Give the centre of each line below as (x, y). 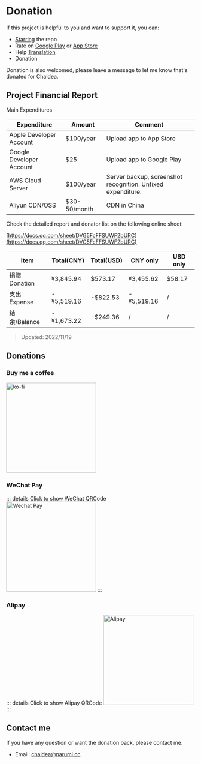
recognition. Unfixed (135, 184)
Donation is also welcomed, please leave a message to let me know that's (97, 70)
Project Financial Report (52, 95)
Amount (83, 124)
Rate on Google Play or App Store (56, 46)
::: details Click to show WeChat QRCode (56, 498)
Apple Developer (33, 134)
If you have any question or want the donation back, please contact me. (95, 742)
